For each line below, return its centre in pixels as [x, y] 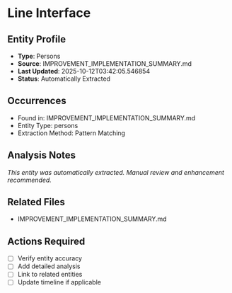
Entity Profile [36, 39]
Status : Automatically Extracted [64, 79]
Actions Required [46, 241]
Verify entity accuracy [50, 258]
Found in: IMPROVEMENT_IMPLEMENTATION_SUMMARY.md [106, 117]
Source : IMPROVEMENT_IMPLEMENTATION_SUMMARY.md [105, 64]
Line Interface [49, 13]
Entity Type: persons [48, 125]
